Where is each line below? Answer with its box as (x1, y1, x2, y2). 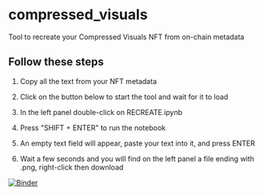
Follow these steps (8, 55, 104, 69)
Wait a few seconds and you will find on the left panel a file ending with (19, 153, 254, 163)
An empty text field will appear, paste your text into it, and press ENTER (19, 138, 256, 148)
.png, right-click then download (19, 162, 124, 172)
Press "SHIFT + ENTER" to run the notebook (19, 122, 166, 133)
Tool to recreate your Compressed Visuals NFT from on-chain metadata (8, 32, 245, 42)
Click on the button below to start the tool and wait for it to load (19, 92, 229, 101)
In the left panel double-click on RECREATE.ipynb (19, 107, 183, 117)
